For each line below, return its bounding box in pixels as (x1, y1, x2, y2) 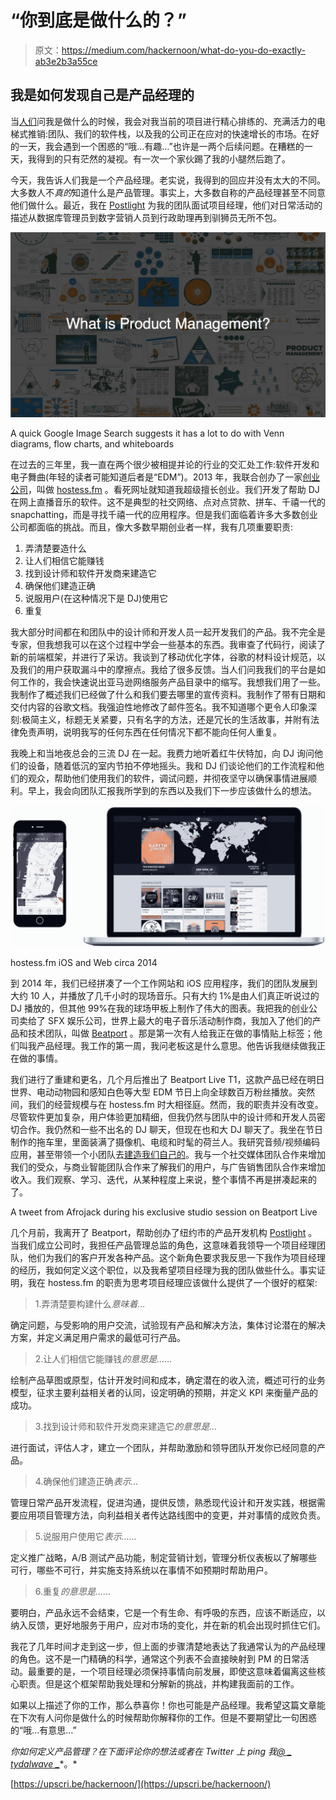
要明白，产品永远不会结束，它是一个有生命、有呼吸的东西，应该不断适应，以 (10, 1606, 326, 1618)
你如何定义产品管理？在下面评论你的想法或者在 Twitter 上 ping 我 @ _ (10, 1745, 292, 1757)
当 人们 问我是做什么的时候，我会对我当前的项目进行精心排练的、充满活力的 (10, 115, 317, 127)
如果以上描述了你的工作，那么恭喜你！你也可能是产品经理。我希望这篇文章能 (10, 1699, 326, 1711)
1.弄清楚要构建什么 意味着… (34, 1297, 146, 1310)
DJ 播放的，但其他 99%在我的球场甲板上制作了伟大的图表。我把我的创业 (10, 1002, 310, 1014)
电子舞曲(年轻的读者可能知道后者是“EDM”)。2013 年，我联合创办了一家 (10, 471, 303, 483)
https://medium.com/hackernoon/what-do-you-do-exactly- (61, 44, 306, 56)
